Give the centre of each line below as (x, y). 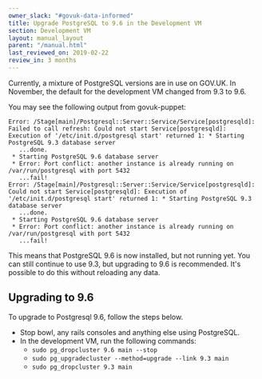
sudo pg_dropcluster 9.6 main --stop (95, 350)
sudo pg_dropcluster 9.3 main (82, 367)
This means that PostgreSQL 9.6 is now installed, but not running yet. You (129, 255)
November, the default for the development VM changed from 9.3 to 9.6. (127, 91)
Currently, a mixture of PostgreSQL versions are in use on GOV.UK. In (122, 83)
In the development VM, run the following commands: (108, 341)
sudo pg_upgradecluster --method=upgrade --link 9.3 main (130, 358)
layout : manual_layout (46, 38)
